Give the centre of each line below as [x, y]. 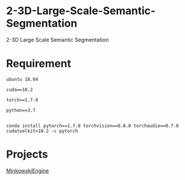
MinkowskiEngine [28, 171]
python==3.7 [21, 110]
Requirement [39, 64]
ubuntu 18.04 [22, 79]
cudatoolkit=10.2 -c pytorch [42, 131]
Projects [27, 154]
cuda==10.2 [20, 90]
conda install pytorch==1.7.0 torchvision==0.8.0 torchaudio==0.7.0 [92, 126]
